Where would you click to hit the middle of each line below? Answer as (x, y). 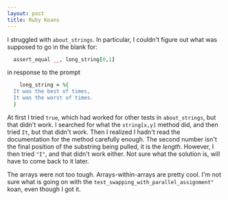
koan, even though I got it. (44, 189)
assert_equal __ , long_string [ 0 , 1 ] (64, 59)
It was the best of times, (52, 91)
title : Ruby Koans (33, 20)
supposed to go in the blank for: (52, 47)
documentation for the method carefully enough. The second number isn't (112, 139)
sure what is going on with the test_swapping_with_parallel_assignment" (111, 181)
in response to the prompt (44, 72)
